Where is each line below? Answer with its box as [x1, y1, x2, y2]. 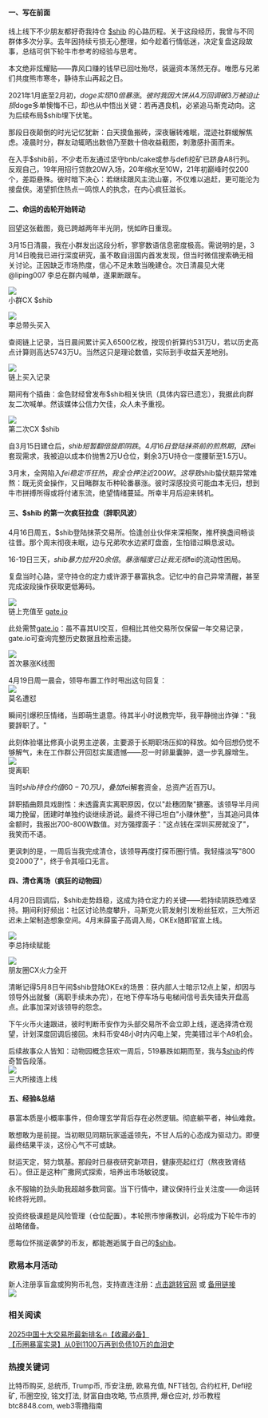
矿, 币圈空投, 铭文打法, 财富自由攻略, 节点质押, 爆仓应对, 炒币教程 [8, 1391, 221, 1400]
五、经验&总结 [8, 1093, 56, 1103]
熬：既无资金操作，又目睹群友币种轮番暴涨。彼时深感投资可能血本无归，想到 [8, 478, 260, 488]
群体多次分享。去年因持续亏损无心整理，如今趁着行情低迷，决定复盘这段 [8, 37, 246, 46]
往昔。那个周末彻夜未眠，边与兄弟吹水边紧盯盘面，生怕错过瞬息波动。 [8, 537, 239, 547]
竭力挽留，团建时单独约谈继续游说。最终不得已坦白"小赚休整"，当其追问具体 [8, 809, 260, 819]
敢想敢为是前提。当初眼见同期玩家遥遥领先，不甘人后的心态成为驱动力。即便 [8, 1130, 260, 1140]
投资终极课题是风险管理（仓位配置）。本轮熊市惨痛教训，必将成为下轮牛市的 [8, 1211, 257, 1221]
